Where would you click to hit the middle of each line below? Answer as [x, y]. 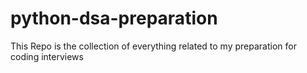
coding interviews [47, 56]
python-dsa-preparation [114, 18]
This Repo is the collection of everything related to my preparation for [153, 46]
